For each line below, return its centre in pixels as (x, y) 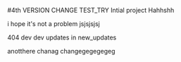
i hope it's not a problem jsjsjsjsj (54, 24)
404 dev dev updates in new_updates (62, 37)
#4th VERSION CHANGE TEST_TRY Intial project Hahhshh (91, 10)
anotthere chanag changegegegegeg (61, 51)
